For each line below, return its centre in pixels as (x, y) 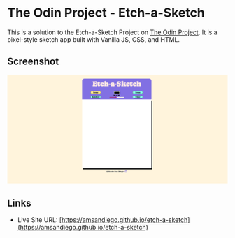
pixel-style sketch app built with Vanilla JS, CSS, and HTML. (94, 39)
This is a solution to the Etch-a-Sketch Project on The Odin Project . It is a (113, 32)
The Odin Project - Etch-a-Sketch (106, 13)
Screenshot (33, 62)
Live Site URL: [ (40, 220)
